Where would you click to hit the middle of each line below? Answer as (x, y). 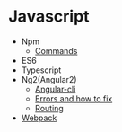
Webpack (39, 118)
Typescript (41, 70)
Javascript (49, 17)
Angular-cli (55, 89)
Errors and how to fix (74, 98)
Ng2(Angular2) (49, 79)
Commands (56, 50)
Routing (49, 108)
